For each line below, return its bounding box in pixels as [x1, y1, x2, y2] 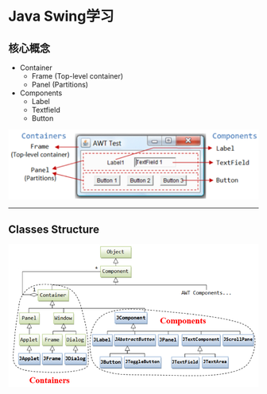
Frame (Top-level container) [31, 71, 124, 80]
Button [31, 114, 54, 123]
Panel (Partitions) [31, 80, 89, 89]
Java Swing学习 [8, 7, 114, 25]
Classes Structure [8, 222, 99, 236]
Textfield [31, 105, 61, 114]
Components [19, 88, 63, 98]
